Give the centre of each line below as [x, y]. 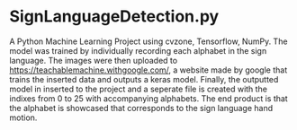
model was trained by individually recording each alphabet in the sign [138, 50]
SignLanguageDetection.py [114, 17]
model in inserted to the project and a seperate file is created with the [139, 89]
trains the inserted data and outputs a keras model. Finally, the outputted [144, 79]
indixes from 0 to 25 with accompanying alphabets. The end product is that [148, 98]
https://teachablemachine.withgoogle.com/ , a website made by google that [148, 70]
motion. [23, 117]
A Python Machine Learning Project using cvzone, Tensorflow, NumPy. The [148, 41]
